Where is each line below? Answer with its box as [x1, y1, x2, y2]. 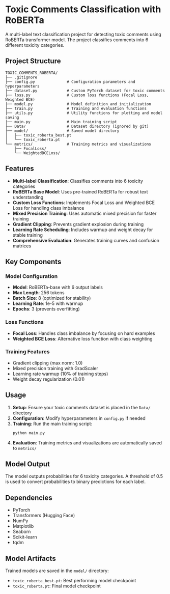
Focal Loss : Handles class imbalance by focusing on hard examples [12, 330, 155, 336]
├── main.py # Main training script [5, 119, 117, 124]
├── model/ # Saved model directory [5, 128, 120, 133]
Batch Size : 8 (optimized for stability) [12, 295, 91, 301]
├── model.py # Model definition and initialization [5, 101, 152, 106]
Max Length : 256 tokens [12, 290, 65, 296]
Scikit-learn [12, 534, 37, 540]
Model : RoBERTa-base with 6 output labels [12, 284, 103, 291]
